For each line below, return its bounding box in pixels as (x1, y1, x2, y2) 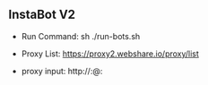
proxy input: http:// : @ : (21, 65, 103, 76)
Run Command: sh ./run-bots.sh (21, 30, 141, 41)
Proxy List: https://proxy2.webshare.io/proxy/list (21, 48, 199, 59)
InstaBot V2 (8, 7, 76, 22)
